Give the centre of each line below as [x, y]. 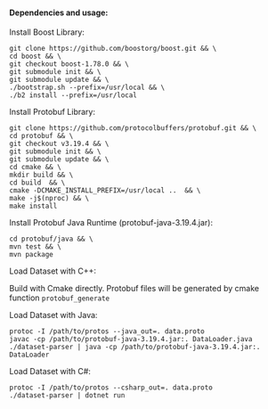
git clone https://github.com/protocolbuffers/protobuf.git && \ [133, 128]
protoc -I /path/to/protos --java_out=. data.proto [107, 331]
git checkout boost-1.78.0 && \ [69, 64]
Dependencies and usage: [59, 12]
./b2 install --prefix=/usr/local [73, 95]
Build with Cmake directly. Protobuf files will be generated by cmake [134, 289]
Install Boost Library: [47, 32]
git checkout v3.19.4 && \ [59, 144]
